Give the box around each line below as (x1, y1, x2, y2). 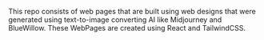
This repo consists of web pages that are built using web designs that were (8, 7, 256, 16)
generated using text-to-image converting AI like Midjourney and (8, 15, 222, 24)
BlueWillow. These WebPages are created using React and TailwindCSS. (8, 24, 246, 32)
